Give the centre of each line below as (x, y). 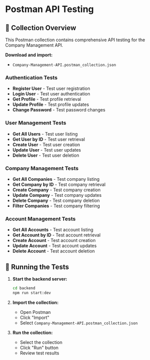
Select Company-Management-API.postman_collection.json (79, 323)
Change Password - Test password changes (59, 110)
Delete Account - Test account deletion (54, 251)
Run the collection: (33, 332)
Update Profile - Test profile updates (51, 104)
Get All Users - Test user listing (45, 134)
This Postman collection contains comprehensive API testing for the (75, 40)
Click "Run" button (39, 347)
